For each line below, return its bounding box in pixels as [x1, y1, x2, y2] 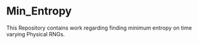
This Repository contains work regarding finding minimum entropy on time [6, 24, 193, 31]
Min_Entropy [6, 4, 72, 18]
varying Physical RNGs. [6, 30, 65, 37]
